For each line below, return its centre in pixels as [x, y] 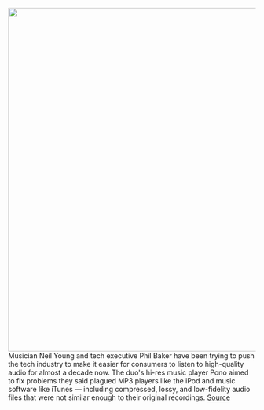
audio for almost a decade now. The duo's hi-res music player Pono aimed [128, 372]
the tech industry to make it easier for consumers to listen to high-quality [126, 364]
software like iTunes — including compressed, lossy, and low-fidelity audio [129, 389]
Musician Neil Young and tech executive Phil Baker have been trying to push [132, 356]
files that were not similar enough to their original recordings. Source [119, 397]
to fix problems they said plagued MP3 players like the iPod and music [122, 381]
